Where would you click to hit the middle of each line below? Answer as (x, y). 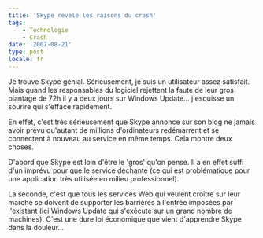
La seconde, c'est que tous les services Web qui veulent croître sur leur (124, 194)
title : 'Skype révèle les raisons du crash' (82, 15)
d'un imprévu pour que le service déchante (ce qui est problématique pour (129, 170)
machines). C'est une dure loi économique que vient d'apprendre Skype (125, 219)
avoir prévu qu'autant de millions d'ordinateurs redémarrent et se (114, 130)
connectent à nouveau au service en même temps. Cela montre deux (120, 138)
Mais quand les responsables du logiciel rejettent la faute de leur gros (121, 90)
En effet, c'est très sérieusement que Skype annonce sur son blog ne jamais (132, 122)
